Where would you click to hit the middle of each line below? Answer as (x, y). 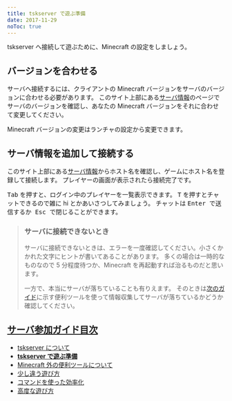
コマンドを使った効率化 (50, 382)
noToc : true (24, 26)
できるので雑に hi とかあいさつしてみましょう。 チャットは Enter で (117, 203)
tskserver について (43, 348)
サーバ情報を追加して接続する (71, 153)
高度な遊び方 (35, 391)
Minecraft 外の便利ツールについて (65, 365)
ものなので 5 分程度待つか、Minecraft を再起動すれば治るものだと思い (124, 265)
